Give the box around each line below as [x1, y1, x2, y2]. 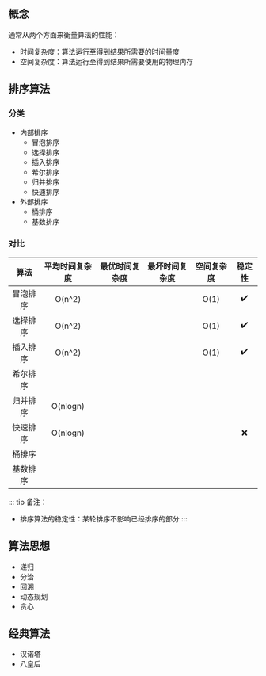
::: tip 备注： [8, 497, 47, 506]
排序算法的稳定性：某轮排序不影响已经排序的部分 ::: [19, 514, 188, 523]
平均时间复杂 [44, 261, 93, 272]
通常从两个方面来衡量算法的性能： [8, 30, 120, 40]
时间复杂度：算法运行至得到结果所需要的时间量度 [19, 47, 180, 56]
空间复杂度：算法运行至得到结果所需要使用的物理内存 [19, 56, 194, 66]
